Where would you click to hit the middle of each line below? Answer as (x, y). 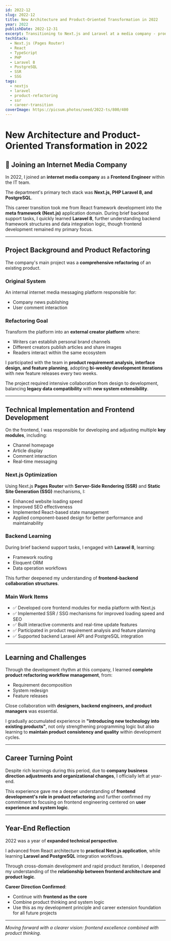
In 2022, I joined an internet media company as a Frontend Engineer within (85, 177)
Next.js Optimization (31, 475)
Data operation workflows (40, 568)
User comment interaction (40, 308)
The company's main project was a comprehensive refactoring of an (78, 262)
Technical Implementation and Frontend (70, 409)
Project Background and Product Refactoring (78, 250)
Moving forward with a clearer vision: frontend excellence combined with (82, 927)
